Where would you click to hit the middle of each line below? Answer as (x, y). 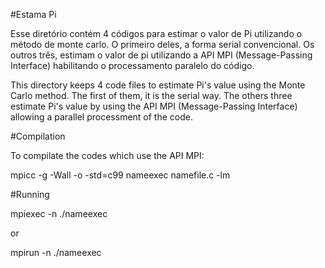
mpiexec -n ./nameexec (59, 213)
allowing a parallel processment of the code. (101, 117)
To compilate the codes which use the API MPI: (107, 155)
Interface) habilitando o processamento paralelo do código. (132, 65)
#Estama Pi (33, 14)
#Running (30, 194)
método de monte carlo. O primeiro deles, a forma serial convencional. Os (162, 44)
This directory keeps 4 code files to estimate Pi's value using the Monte (158, 85)
